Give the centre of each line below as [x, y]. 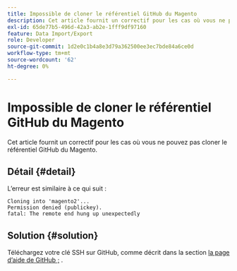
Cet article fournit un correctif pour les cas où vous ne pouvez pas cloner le [117, 142]
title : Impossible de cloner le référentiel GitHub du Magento [102, 14]
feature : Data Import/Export [50, 34]
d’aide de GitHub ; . [35, 260]
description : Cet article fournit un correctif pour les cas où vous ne [116, 20]
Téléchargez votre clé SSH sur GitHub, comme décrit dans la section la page [119, 253]
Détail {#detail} [42, 171]
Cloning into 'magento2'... [49, 202]
